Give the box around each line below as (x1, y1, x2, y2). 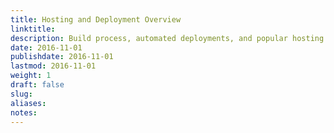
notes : (10, 107, 38, 118)
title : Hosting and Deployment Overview (10, 14, 182, 25)
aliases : (10, 98, 47, 108)
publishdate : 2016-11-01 (10, 52, 114, 62)
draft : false (10, 80, 65, 90)
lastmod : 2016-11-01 (10, 61, 97, 71)
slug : (10, 89, 33, 99)
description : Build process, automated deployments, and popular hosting (10, 33, 325, 43)
